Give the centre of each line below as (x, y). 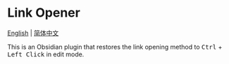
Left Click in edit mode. (46, 54)
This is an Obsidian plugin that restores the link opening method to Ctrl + (115, 47)
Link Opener (44, 13)
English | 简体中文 (33, 33)
